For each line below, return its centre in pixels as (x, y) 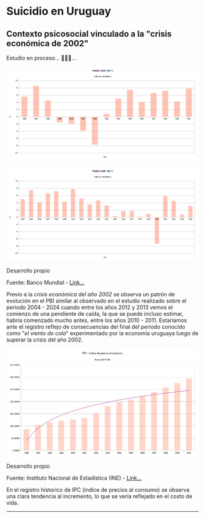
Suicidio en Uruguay (59, 11)
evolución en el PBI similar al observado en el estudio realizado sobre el (96, 301)
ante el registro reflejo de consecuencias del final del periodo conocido (96, 326)
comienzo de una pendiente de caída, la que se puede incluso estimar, (95, 313)
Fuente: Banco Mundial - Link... (45, 282)
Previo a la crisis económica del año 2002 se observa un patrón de (91, 294)
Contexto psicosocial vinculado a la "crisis (89, 34)
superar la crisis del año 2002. (45, 340)
